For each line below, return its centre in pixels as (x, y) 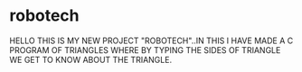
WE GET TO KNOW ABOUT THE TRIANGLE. (91, 59)
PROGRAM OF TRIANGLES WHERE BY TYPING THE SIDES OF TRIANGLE (145, 49)
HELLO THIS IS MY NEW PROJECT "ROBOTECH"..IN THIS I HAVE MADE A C (151, 40)
